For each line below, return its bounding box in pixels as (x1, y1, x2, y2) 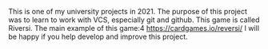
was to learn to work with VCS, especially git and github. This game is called (8, 15, 260, 24)
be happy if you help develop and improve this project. (8, 32, 188, 41)
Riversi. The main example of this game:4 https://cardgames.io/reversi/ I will (8, 24, 260, 32)
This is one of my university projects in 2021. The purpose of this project (8, 7, 248, 16)
